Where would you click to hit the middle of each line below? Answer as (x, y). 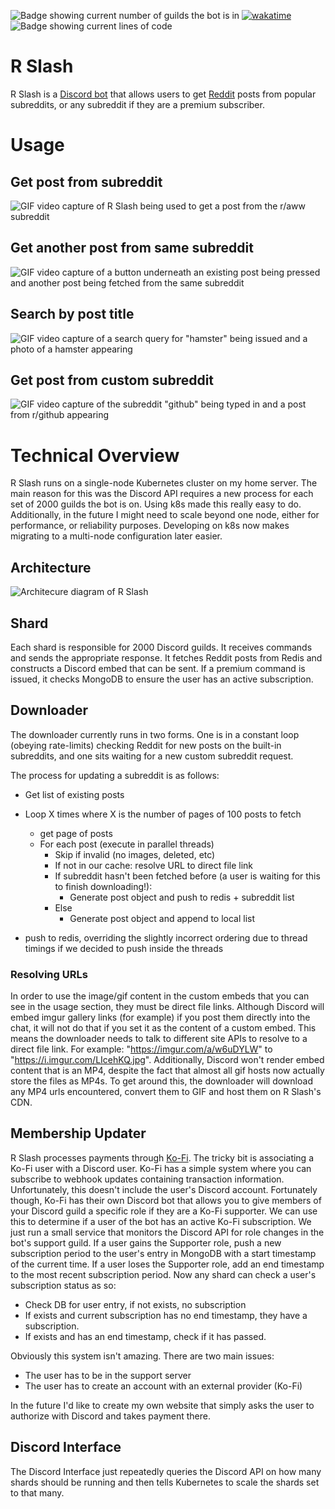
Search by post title (72, 314)
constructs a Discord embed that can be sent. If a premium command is (158, 668)
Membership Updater (78, 1133)
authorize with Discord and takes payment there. (110, 1416)
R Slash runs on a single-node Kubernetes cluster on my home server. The (164, 483)
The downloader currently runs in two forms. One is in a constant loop (155, 734)
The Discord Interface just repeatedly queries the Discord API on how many (166, 1471)
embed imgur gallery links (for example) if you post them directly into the (160, 1017)
